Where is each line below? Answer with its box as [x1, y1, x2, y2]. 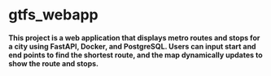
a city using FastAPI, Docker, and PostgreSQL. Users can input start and [8, 41, 256, 51]
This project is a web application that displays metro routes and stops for [8, 32, 260, 42]
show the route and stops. [8, 58, 99, 68]
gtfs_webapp [8, 6, 99, 24]
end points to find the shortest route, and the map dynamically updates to [8, 50, 263, 60]
